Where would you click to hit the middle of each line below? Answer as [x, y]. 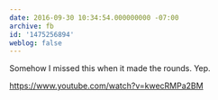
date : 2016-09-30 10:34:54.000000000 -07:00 [94, 18]
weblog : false [36, 43]
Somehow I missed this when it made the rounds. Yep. [110, 68]
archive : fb [32, 26]
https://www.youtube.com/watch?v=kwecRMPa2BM [107, 86]
